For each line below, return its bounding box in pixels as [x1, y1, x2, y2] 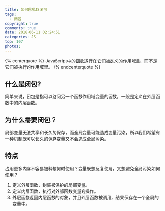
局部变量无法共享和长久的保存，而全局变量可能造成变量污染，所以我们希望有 [5, 130, 160, 136]
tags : [5, 12, 16, 17]
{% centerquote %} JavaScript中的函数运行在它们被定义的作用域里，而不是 [5, 58, 158, 64]
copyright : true [5, 21, 38, 26]
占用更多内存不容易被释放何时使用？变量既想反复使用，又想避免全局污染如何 [5, 166, 160, 172]
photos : [5, 44, 21, 49]
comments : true [5, 26, 36, 30]
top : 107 [5, 39, 23, 44]
